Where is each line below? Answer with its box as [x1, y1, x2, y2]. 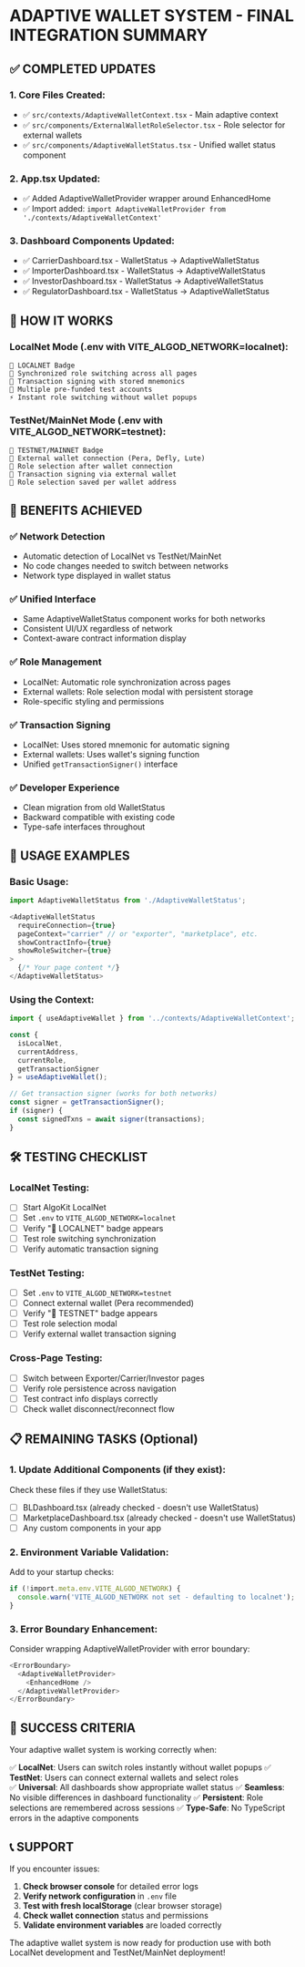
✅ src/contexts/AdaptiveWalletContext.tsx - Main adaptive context [22, 108, 280, 119]
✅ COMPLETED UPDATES [9, 61, 157, 77]
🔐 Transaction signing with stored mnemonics [9, 377, 185, 386]
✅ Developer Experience [9, 781, 120, 794]
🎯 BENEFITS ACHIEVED [9, 502, 143, 518]
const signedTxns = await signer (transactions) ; [17, 1114, 206, 1124]
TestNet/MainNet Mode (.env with [9, 414, 164, 427]
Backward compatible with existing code [22, 812, 176, 823]
